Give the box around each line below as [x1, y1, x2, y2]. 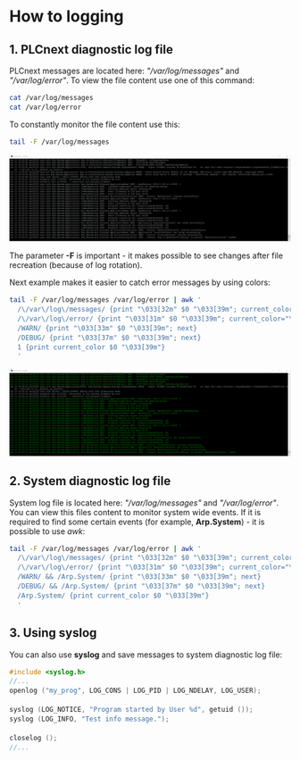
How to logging [9, 6, 124, 27]
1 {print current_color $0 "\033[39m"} [17, 342, 166, 352]
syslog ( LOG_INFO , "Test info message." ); [9, 714, 170, 723]
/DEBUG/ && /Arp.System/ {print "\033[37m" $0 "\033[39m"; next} [17, 582, 266, 591]
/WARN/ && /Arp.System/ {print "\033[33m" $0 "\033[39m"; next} [17, 572, 262, 581]
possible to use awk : [9, 525, 86, 537]
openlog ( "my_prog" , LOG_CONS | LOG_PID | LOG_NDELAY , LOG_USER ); [9, 686, 262, 696]
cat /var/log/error [9, 103, 82, 112]
